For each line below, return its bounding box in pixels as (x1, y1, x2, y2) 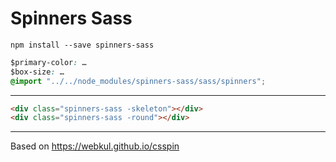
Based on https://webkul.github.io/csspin (10, 140, 180, 152)
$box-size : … (10, 67, 65, 77)
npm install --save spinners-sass (10, 40, 155, 50)
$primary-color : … (10, 57, 87, 67)
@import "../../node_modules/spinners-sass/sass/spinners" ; (10, 76, 267, 86)
